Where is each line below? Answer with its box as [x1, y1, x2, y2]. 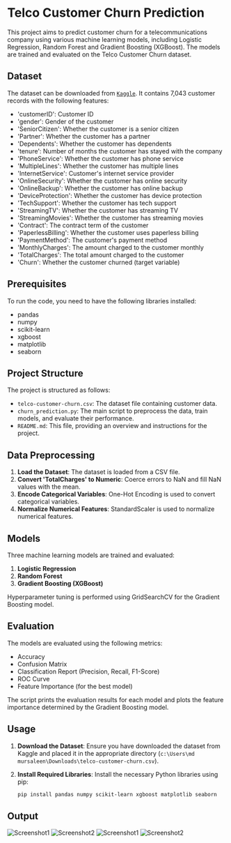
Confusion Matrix [17, 660, 67, 668]
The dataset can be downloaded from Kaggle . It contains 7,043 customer [7, 89, 216, 97]
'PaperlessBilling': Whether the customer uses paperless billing [17, 228, 199, 236]
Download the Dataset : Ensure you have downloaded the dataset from [17, 741, 221, 750]
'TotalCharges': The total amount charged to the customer [17, 250, 184, 259]
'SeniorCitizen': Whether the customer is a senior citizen [17, 124, 180, 133]
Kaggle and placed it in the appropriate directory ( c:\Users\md [17, 749, 195, 757]
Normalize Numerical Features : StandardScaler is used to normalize [17, 505, 215, 513]
